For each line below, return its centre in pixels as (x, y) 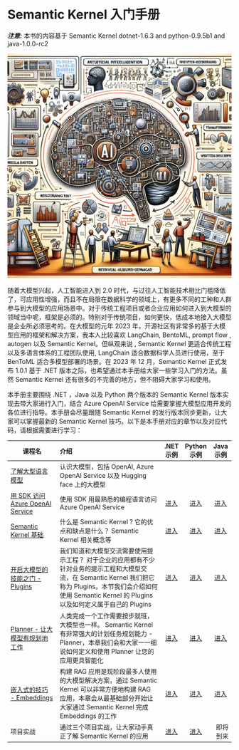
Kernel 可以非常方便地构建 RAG (105, 689)
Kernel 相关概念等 (85, 540)
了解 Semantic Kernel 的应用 (107, 736)
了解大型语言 (29, 471)
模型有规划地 (29, 637)
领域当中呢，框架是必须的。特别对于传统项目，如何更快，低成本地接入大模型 (119, 317)
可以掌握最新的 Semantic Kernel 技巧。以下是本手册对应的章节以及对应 (117, 421)
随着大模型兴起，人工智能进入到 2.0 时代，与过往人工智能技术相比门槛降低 (117, 290)
